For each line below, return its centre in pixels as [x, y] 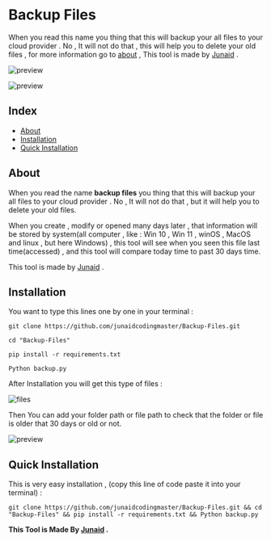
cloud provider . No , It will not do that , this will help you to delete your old [132, 45]
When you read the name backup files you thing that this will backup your [132, 192]
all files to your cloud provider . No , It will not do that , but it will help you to [134, 201]
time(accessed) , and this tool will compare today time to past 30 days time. [135, 251]
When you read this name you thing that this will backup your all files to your [135, 37]
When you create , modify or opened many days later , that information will [133, 225]
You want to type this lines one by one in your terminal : [101, 312]
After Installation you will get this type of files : [86, 384]
